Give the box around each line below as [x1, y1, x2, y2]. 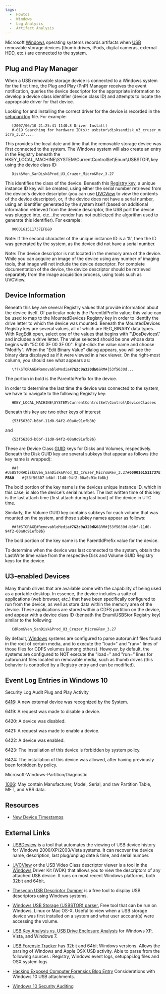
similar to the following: [5, 617, 53, 623]
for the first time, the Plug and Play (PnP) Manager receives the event [5, 83, 147, 89]
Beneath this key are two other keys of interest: [5, 409, 102, 415]
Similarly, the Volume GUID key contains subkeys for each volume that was [5, 509, 159, 515]
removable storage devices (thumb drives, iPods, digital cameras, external [5, 45, 157, 51]
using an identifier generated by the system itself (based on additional [5, 201, 148, 207]
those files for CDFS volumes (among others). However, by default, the [5, 646, 150, 652]
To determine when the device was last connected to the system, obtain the [5, 547, 160, 553]
